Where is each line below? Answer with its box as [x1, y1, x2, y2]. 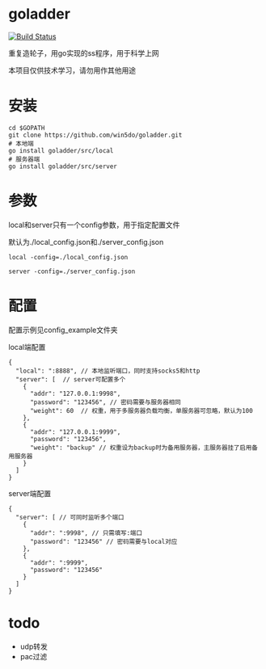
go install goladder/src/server [8, 162, 117, 170]
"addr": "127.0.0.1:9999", [29, 427, 121, 436]
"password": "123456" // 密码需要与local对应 [29, 537, 178, 545]
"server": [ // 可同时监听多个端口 [15, 513, 125, 521]
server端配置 [8, 488, 52, 498]
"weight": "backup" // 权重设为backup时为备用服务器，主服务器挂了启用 [29, 444, 252, 452]
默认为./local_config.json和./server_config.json [8, 237, 164, 246]
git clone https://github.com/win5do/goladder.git [8, 131, 183, 139]
